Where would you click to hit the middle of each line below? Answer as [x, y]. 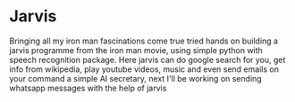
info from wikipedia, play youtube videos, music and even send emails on [144, 69]
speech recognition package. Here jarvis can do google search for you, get [147, 59]
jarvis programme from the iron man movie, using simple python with [136, 50]
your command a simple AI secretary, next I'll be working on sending [135, 78]
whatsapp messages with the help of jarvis [88, 88]
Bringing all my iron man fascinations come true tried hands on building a [144, 41]
